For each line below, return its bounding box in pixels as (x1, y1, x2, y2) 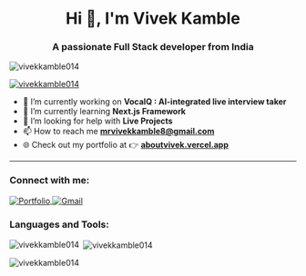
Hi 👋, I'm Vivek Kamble (65, 8, 241, 29)
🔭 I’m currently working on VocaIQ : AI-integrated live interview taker (22, 96, 287, 107)
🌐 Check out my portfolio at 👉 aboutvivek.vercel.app (22, 140, 229, 151)
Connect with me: (9, 174, 90, 187)
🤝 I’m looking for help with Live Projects (22, 115, 173, 126)
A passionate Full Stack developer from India (52, 41, 254, 54)
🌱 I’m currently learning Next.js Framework (22, 106, 187, 117)
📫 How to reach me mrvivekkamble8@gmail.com (22, 126, 215, 137)
